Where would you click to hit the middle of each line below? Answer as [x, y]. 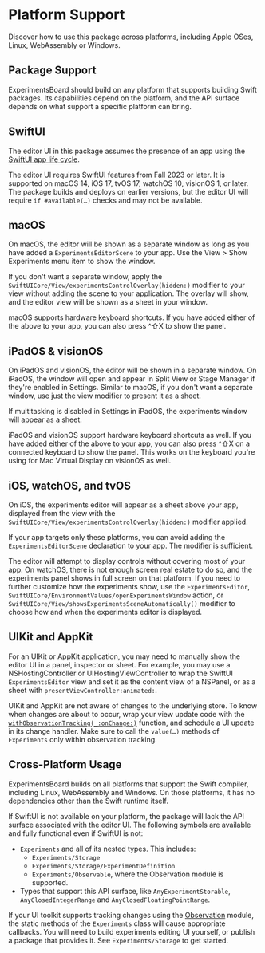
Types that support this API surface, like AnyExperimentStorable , [125, 891]
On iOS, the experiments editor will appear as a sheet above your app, [123, 505]
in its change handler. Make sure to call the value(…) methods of [114, 731]
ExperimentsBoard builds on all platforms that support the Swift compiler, [129, 784]
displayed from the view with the [62, 513]
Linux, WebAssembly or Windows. [65, 45]
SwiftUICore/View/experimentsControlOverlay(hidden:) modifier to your [127, 286]
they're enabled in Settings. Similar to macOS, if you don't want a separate [131, 388]
